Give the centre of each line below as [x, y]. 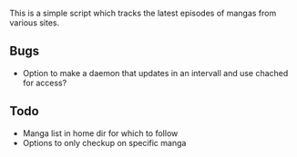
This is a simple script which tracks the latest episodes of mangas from [143, 13]
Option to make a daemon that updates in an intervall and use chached [155, 73]
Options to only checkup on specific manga [104, 142]
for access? [45, 83]
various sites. [35, 23]
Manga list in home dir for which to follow [100, 133]
